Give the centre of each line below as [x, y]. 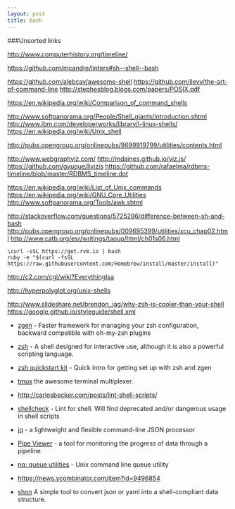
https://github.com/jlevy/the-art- [180, 81]
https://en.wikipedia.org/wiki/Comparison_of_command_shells [97, 102]
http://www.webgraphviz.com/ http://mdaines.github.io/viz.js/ [97, 159]
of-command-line [33, 89]
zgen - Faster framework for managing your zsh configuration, [108, 325]
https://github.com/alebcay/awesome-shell [70, 81]
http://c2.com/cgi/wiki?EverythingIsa [61, 276]
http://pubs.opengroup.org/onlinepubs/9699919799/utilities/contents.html [115, 145]
